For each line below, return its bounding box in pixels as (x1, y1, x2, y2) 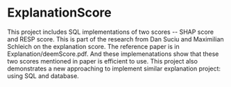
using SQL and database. (7, 71, 80, 80)
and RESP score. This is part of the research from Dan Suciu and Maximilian (7, 35, 224, 43)
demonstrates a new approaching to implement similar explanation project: (7, 64, 221, 72)
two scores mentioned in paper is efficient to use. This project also (7, 57, 198, 65)
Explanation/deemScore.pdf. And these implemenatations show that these (7, 50, 219, 58)
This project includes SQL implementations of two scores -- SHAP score (7, 28, 214, 36)
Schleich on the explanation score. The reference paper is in (7, 42, 180, 50)
